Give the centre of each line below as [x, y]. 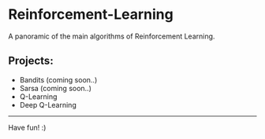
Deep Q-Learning [48, 104]
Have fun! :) [27, 127]
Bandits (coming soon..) [58, 79]
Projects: [31, 61]
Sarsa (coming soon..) [56, 88]
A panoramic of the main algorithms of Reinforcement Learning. [112, 36]
